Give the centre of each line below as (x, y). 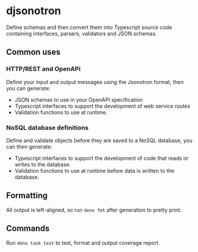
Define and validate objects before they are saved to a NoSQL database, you (99, 140)
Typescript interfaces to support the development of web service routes (103, 106)
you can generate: (28, 88)
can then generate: (29, 147)
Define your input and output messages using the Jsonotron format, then (95, 82)
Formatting (27, 196)
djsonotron (34, 11)
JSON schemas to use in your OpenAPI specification (79, 99)
